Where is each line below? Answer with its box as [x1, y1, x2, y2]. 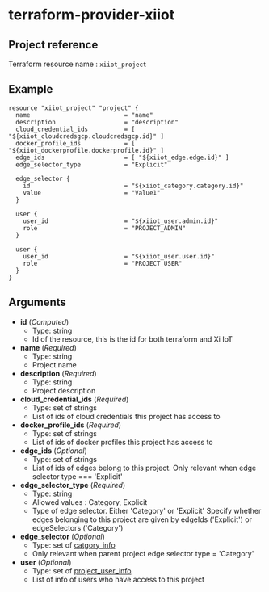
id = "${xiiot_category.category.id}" [23, 182, 244, 190]
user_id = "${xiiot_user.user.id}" [23, 252, 216, 260]
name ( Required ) [19, 342, 77, 352]
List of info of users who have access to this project [32, 574, 204, 584]
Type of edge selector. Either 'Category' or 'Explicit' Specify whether [32, 506, 262, 515]
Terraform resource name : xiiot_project [8, 59, 147, 69]
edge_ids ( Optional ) [19, 446, 87, 456]
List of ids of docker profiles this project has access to [32, 437, 213, 447]
